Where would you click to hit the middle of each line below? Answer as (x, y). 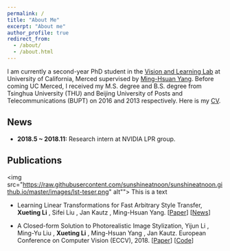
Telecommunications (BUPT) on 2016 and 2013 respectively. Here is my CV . (114, 100)
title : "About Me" (33, 20)
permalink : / (26, 13)
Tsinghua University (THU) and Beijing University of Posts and (95, 93)
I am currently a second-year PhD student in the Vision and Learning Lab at (114, 71)
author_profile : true (38, 33)
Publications (35, 161)
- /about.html (33, 52)
